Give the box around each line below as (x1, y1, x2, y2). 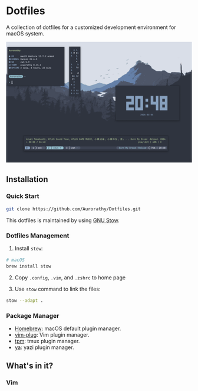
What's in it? (6, 361, 54, 371)
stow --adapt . (6, 297, 44, 304)
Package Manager (6, 311, 60, 320)
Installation (6, 174, 48, 184)
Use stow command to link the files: (14, 285, 101, 292)
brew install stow (6, 263, 51, 269)
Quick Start (6, 192, 39, 200)
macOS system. (6, 30, 45, 37)
